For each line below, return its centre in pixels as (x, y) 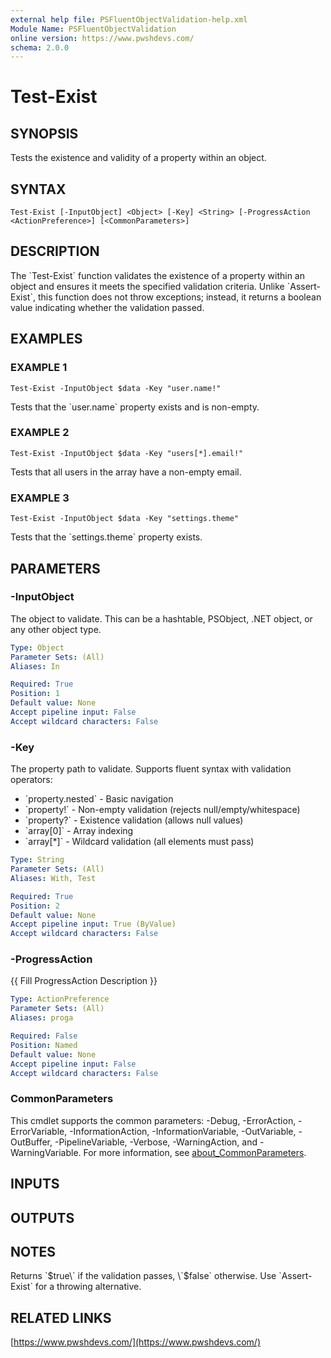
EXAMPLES (46, 339)
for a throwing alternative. (88, 1287)
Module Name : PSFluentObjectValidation (93, 29)
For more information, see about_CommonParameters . (195, 1152)
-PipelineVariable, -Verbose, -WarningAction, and (156, 1142)
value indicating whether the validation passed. (107, 307)
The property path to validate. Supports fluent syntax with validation (151, 769)
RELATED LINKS (61, 1317)
